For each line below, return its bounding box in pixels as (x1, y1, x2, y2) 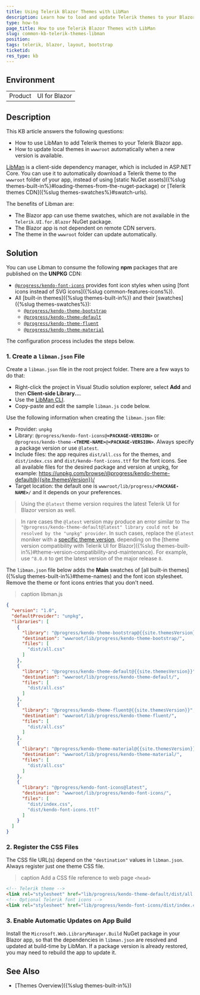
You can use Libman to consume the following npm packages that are (6, 264, 178, 271)
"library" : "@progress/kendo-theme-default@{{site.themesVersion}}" (21, 668, 196, 674)
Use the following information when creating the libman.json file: (6, 414, 165, 421)
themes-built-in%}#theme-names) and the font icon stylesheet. (27, 573, 183, 580)
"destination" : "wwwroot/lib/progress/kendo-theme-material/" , (21, 751, 183, 757)
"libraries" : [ (11, 619, 49, 624)
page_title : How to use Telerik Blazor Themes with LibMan (6, 25, 156, 32)
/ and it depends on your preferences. (28, 489, 122, 496)
